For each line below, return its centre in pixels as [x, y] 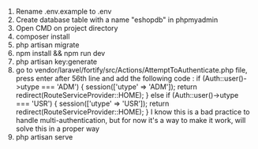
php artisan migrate [47, 45]
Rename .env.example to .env [64, 11]
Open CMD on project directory [67, 28]
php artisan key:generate [56, 61]
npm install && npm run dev [60, 53]
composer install [43, 36]
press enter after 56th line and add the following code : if [108, 78]
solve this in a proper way [58, 129]
